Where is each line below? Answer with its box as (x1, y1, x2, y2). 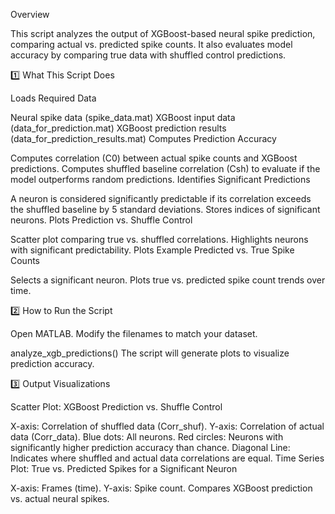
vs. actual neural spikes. (10, 493, 110, 504)
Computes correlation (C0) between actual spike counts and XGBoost (10, 152, 298, 164)
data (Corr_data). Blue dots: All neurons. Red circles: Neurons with (10, 431, 284, 443)
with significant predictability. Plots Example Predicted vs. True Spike (10, 244, 295, 256)
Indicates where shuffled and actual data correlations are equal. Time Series (10, 452, 325, 464)
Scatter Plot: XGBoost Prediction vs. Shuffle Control (10, 401, 223, 413)
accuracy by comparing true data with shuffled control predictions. (10, 49, 287, 61)
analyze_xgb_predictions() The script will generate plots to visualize (10, 347, 290, 359)
